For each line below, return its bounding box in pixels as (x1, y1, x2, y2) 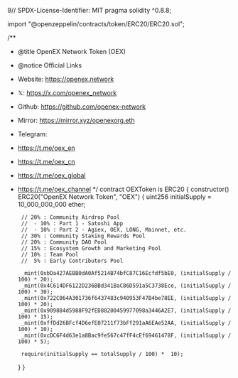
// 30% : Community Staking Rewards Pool (21, 232, 146, 239)
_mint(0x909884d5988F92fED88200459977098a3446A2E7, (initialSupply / (21, 307, 232, 314)
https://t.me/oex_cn (17, 158, 75, 166)
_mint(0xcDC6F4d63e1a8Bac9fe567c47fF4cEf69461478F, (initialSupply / (21, 332, 232, 339)
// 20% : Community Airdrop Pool (21, 214, 120, 221)
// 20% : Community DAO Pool (21, 239, 108, 246)
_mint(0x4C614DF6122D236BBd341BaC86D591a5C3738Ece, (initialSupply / (21, 282, 232, 289)
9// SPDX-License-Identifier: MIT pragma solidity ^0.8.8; (7, 6, 172, 14)
